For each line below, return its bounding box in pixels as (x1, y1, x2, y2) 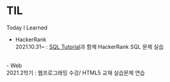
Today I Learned (6, 24, 48, 31)
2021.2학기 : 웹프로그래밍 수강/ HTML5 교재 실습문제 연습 (6, 69, 145, 76)
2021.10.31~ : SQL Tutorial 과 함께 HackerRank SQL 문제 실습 (15, 43, 164, 50)
